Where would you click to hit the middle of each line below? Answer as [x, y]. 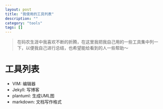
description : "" [21, 18]
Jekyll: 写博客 [26, 90]
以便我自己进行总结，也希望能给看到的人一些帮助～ [77, 48]
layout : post [18, 9]
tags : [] [14, 28]
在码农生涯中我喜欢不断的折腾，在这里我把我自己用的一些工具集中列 [85, 42]
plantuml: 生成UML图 [33, 96]
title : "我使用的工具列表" [30, 14]
